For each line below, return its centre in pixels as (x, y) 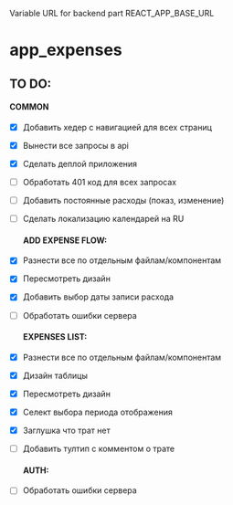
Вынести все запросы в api (76, 145)
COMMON (29, 107)
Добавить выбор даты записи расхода (98, 297)
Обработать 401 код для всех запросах (99, 182)
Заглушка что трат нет (67, 431)
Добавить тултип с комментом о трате (99, 449)
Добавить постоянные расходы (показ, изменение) (123, 201)
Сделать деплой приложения (80, 163)
